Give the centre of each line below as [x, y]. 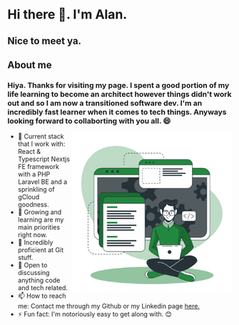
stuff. [25, 258]
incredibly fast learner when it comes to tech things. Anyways [117, 112]
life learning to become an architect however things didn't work [119, 94]
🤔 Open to [32, 265]
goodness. [33, 205]
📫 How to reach [42, 296]
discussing [34, 273]
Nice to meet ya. [45, 41]
